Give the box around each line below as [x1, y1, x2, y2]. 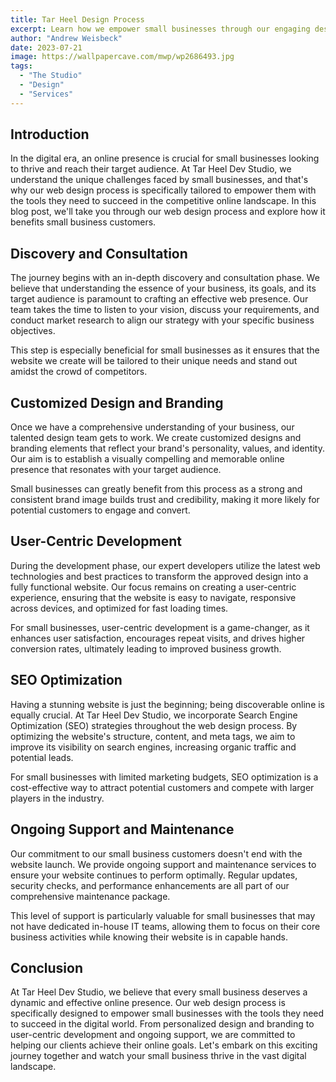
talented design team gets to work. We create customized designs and [10, 432, 302, 444]
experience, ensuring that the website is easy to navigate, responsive [10, 591, 297, 603]
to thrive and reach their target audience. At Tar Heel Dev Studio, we [10, 163, 292, 175]
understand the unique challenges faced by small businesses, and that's [10, 174, 309, 186]
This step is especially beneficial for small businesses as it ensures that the [10, 344, 320, 356]
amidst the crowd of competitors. [10, 366, 148, 378]
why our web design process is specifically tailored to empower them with [10, 184, 317, 196]
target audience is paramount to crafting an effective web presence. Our [10, 293, 309, 305]
